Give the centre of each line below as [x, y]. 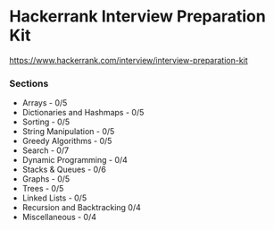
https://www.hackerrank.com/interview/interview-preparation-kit [129, 60]
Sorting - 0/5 [46, 122]
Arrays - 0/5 [45, 103]
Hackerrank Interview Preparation [137, 17]
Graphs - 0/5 [46, 179]
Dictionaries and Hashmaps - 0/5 [83, 113]
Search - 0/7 [46, 150]
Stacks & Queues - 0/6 [64, 170]
